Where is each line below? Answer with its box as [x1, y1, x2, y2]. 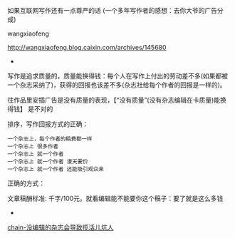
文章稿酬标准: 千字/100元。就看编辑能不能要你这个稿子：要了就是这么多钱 [7, 195, 224, 202]
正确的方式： [7, 179, 45, 187]
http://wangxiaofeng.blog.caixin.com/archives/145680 [7, 43, 167, 51]
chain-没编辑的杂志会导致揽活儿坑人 [7, 223, 114, 232]
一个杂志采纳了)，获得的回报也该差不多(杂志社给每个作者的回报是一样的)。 [7, 81, 226, 89]
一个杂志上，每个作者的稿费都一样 [7, 135, 93, 143]
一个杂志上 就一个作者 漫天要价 [7, 158, 88, 165]
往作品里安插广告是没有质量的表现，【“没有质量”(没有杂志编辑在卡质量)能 [7, 95, 221, 104]
